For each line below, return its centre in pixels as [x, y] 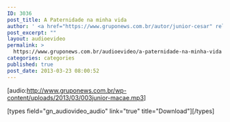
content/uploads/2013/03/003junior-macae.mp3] [77, 97]
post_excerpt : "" [32, 33]
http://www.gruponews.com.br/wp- [76, 90]
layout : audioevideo [37, 39]
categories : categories [41, 58]
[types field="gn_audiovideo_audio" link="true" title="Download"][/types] [111, 111]
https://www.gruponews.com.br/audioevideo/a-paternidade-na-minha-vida [118, 52]
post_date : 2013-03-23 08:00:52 [53, 71]
